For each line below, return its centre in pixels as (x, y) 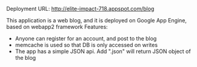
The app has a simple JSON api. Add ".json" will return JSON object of (103, 51)
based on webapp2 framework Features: (57, 27)
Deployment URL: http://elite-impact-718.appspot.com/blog (80, 9)
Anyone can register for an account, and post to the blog (86, 38)
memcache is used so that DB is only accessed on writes (86, 45)
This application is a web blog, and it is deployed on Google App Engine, (96, 20)
